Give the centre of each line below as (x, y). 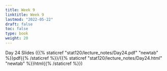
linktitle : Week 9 (25, 15)
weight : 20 (17, 39)
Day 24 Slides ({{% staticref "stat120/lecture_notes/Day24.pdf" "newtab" (82, 52)
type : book (17, 33)
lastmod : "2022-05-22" (29, 19)
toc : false (17, 29)
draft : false (19, 24)
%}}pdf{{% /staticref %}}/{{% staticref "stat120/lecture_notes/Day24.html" (84, 58)
